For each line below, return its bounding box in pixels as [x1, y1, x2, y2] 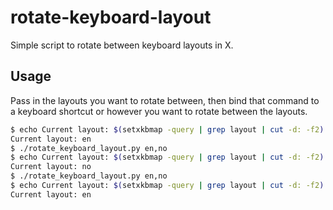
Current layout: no [10, 162, 92, 172]
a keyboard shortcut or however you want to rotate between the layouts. [10, 105, 308, 117]
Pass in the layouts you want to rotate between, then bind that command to [10, 94, 320, 106]
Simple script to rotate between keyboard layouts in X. [10, 39, 234, 51]
